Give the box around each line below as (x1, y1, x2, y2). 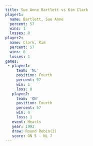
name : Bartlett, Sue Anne (9, 17, 64, 22)
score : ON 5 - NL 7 (11, 133, 52, 138)
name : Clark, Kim (9, 40, 46, 45)
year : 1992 (11, 124, 35, 129)
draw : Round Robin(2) (11, 128, 57, 133)
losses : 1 (9, 54, 30, 59)
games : (5, 59, 19, 64)
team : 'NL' (16, 68, 39, 73)
